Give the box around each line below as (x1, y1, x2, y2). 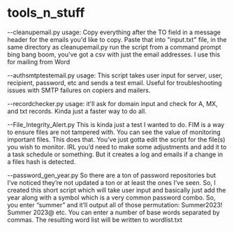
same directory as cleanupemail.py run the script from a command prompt (7, 43, 221, 51)
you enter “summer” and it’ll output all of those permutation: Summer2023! (7, 200, 223, 209)
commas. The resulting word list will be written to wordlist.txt (7, 215, 183, 224)
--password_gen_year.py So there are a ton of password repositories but (7, 171, 217, 179)
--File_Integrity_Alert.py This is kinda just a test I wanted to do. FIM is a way (7, 120, 225, 128)
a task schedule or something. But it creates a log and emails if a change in (7, 150, 224, 158)
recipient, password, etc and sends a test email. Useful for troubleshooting (7, 78, 222, 87)
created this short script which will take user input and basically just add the (7, 186, 226, 194)
